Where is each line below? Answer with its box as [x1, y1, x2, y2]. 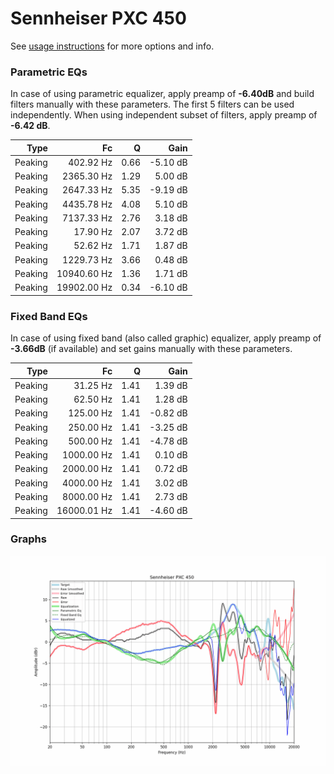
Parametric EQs [10, 65, 88, 79]
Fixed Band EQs [10, 309, 88, 323]
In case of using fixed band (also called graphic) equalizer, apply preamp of [10, 332, 322, 344]
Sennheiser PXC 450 [10, 7, 187, 30]
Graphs [10, 532, 47, 546]
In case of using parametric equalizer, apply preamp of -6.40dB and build [10, 88, 315, 100]
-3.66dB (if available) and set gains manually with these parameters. [10, 343, 293, 355]
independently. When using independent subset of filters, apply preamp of [10, 109, 318, 121]
